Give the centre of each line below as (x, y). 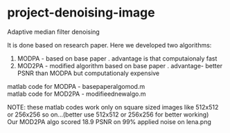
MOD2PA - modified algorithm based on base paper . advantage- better (120, 65)
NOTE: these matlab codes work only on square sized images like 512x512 (113, 107)
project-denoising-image (81, 13)
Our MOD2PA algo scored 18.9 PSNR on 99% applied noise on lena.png (109, 121)
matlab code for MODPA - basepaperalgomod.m (76, 86)
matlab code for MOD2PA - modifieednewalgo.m (77, 94)
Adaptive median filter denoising (54, 32)
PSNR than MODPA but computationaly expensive (88, 73)
